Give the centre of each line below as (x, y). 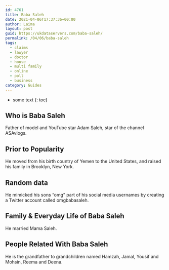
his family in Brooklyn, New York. (40, 167)
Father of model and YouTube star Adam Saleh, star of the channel (75, 128)
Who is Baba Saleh (35, 116)
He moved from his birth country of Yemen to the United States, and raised (83, 161)
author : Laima (20, 24)
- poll (17, 76)
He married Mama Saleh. (31, 228)
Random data (27, 183)
